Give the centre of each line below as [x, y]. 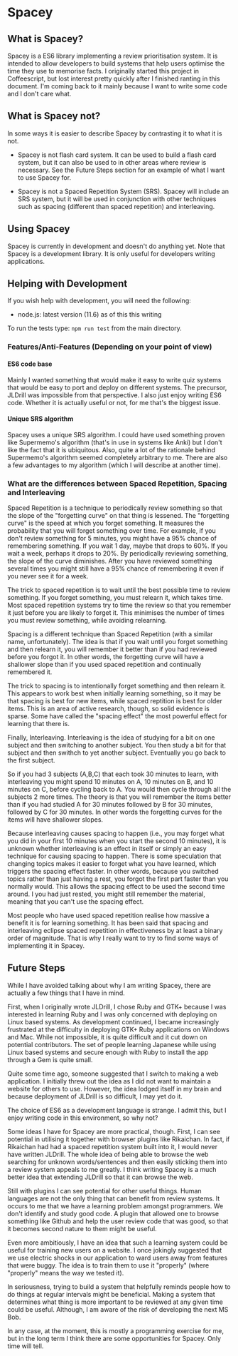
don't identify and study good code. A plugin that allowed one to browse [113, 1213]
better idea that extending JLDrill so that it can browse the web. [101, 1177]
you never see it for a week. [48, 576]
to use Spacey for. [44, 177]
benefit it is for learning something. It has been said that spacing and [108, 923]
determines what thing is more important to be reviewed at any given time [115, 1302]
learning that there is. [38, 724]
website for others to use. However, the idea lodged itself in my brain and [114, 1089]
